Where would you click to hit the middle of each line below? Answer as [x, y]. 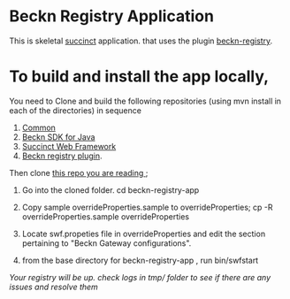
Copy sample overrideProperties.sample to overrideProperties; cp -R [147, 207]
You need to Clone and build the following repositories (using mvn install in [145, 101]
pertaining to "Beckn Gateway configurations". [107, 243]
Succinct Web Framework [69, 146]
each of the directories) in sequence [75, 110]
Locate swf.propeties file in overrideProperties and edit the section [144, 234]
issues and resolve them [54, 287]
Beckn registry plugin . [62, 156]
